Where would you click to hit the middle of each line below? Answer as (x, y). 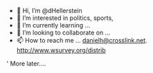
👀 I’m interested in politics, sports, (65, 18)
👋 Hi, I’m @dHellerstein (49, 11)
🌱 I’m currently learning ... (53, 25)
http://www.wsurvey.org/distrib (61, 50)
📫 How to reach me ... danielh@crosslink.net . (82, 40)
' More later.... (26, 63)
